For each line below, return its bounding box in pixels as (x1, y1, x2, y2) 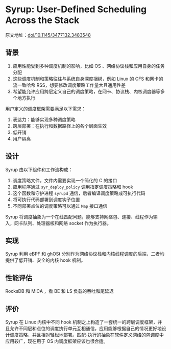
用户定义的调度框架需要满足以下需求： (5, 106, 86, 112)
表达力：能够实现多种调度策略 (12, 116, 76, 122)
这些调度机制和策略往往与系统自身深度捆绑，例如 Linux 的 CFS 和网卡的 (12, 76, 163, 82)
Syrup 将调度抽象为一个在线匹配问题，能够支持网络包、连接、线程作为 (5, 213, 153, 220)
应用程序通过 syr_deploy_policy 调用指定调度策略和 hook (12, 184, 134, 190)
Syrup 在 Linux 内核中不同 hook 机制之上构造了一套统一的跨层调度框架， (5, 319, 158, 325)
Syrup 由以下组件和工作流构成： (5, 166, 73, 172)
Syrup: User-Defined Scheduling (5, 4, 147, 15)
